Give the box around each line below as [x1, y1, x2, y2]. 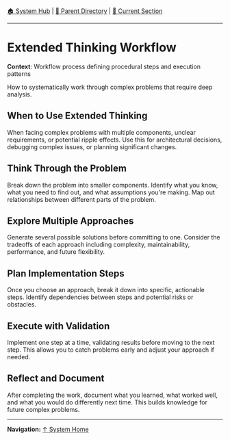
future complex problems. [7, 405, 80, 413]
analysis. [7, 90, 32, 99]
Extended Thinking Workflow [7, 40, 177, 55]
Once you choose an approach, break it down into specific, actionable [7, 286, 205, 294]
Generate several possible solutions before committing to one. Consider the [7, 233, 220, 242]
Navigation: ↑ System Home [7, 425, 89, 433]
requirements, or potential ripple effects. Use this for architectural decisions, [7, 135, 222, 144]
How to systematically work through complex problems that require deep [7, 83, 213, 91]
